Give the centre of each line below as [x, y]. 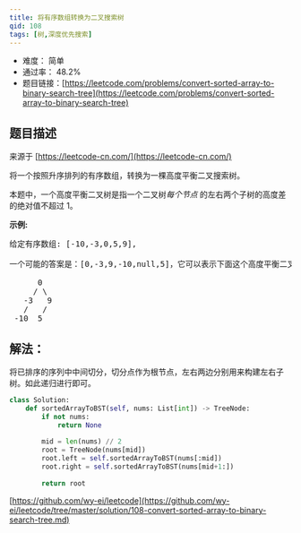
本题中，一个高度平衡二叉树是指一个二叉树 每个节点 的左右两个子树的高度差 [148, 194]
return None [79, 425]
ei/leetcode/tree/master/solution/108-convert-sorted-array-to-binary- [138, 510]
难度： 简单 [43, 61]
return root [64, 483]
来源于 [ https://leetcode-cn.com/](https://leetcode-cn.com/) [120, 157]
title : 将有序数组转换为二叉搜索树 [67, 17]
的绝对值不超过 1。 [43, 206]
